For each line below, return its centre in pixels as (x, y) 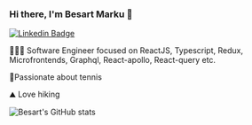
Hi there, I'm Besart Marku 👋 (71, 14)
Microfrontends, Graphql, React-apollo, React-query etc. (112, 60)
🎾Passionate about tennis (55, 77)
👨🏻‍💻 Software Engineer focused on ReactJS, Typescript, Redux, (126, 51)
